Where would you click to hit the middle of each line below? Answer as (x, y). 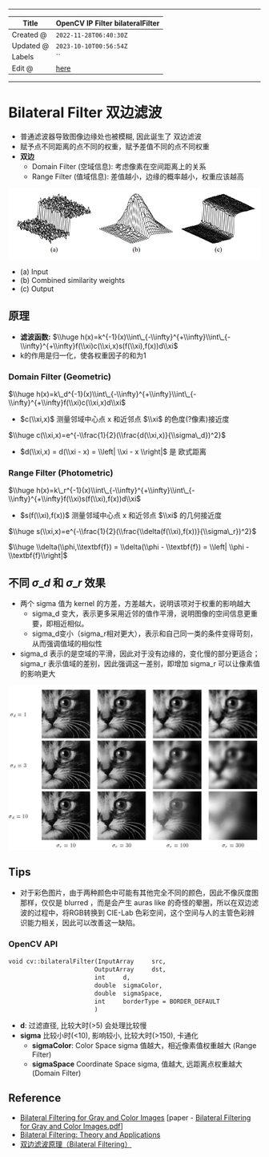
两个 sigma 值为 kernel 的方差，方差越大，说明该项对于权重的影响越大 (135, 604)
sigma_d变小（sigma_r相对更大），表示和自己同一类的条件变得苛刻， (145, 633)
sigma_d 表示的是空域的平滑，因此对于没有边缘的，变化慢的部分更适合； (140, 653)
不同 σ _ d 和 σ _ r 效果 (57, 583)
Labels (23, 57)
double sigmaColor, (128, 986)
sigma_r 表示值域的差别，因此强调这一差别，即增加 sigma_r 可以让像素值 (140, 664)
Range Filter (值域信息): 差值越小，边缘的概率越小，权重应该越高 (138, 176)
